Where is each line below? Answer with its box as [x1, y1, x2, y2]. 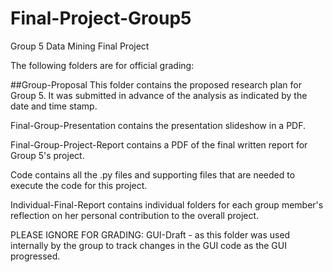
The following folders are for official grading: [10, 59, 195, 71]
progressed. [10, 250, 61, 262]
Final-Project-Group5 [10, 7, 192, 30]
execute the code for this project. [10, 179, 148, 191]
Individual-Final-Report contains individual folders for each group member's [10, 198, 324, 211]
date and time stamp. [10, 100, 98, 112]
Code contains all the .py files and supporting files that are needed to [10, 168, 296, 181]
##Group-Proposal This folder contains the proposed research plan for [10, 78, 302, 91]
